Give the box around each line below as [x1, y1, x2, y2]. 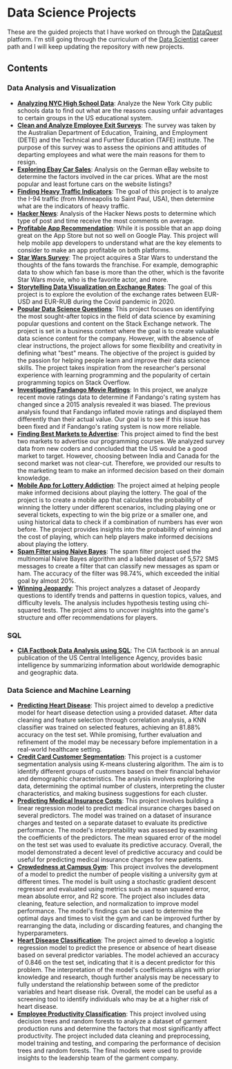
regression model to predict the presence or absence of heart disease [17, 944, 217, 952]
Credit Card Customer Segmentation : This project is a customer [17, 752, 202, 761]
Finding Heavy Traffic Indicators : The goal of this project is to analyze [17, 187, 219, 195]
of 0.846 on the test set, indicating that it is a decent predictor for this [17, 958, 215, 967]
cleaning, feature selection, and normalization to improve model [17, 900, 199, 908]
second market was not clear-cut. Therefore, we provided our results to [17, 458, 222, 467]
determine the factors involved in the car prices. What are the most [17, 172, 209, 180]
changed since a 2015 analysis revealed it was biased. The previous [17, 400, 211, 409]
